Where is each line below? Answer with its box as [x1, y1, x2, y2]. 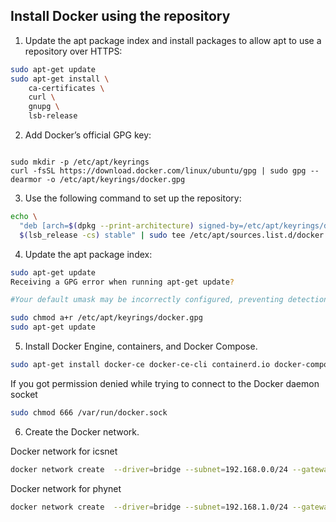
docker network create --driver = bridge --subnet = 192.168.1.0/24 [10, 502, 288, 512]
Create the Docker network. [24, 425, 140, 438]
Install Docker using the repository [10, 8, 231, 25]
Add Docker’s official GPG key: [24, 129, 152, 141]
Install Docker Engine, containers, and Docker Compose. [24, 340, 258, 353]
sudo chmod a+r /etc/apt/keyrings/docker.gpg [10, 313, 203, 323]
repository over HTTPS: [24, 45, 123, 57]
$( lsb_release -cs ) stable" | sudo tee [19, 230, 186, 240]
